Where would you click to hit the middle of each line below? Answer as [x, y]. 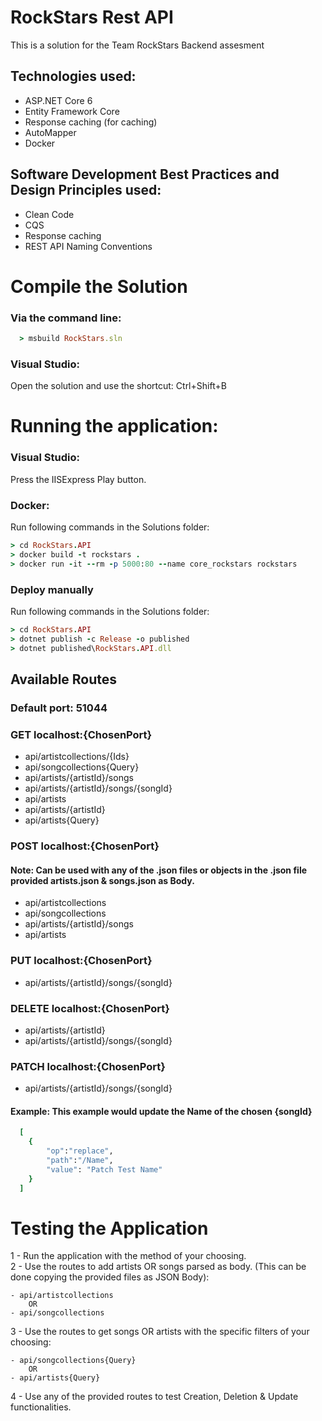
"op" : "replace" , [80, 1151]
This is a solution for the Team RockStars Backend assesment [137, 45]
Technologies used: [73, 76]
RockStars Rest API [92, 17]
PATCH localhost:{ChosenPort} [88, 1066]
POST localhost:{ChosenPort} [85, 846]
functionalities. [41, 1407]
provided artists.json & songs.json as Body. [102, 880]
